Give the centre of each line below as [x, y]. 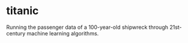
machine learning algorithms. [63, 33]
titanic [23, 11]
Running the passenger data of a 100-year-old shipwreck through [87, 27]
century [16, 33]
